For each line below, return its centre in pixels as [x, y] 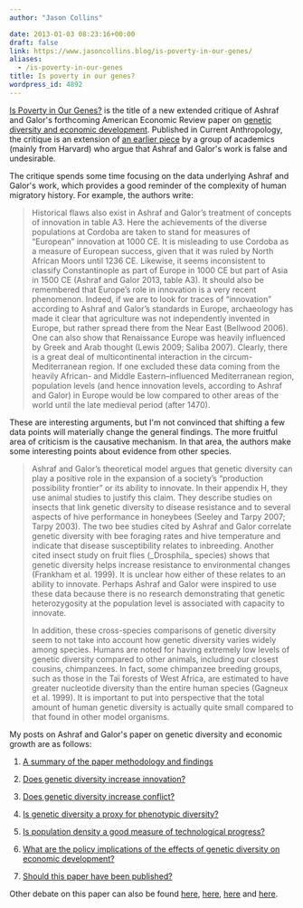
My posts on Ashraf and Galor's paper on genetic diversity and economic [146, 734]
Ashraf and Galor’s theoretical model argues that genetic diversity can [162, 468]
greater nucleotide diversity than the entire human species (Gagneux [160, 687]
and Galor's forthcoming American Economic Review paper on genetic [141, 119]
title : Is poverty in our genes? [72, 76]
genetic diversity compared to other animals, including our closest [155, 659]
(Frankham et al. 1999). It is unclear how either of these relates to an [159, 574]
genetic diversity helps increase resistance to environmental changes [161, 564]
